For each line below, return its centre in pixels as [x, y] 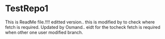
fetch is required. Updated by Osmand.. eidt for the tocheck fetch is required [83, 27]
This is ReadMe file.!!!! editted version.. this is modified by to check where [80, 22]
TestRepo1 [27, 9]
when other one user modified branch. [44, 32]
